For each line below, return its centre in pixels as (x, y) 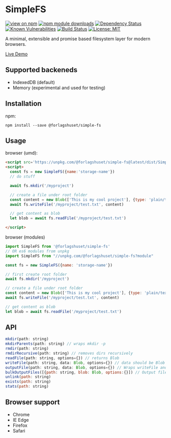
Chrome (21, 414)
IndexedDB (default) (34, 82)
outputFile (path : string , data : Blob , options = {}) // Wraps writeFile (82, 367)
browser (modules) (25, 237)
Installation (23, 104)
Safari (19, 430)
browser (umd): (22, 153)
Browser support (33, 402)
